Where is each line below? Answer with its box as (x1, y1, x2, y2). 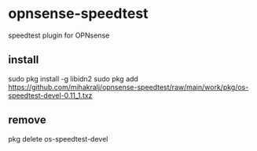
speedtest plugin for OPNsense (8, 31, 110, 40)
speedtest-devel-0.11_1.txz (8, 91, 93, 100)
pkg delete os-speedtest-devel (8, 134, 108, 143)
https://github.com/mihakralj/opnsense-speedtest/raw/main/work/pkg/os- (8, 82, 249, 92)
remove (8, 113, 46, 127)
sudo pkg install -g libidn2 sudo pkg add (8, 74, 139, 83)
